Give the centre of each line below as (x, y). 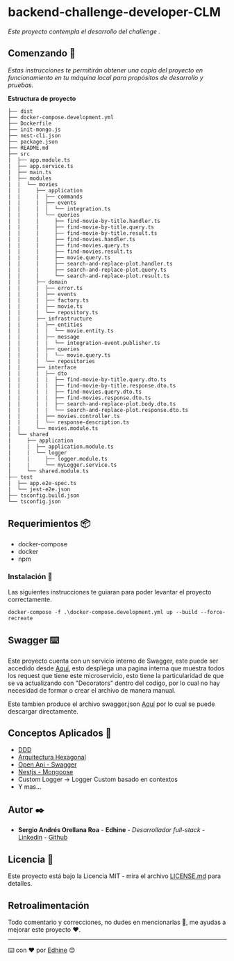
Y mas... (30, 787)
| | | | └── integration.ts (59, 209)
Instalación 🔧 (30, 577)
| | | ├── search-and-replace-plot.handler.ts (90, 263)
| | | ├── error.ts (45, 288)
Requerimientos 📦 (49, 524)
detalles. (20, 884)
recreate (20, 618)
